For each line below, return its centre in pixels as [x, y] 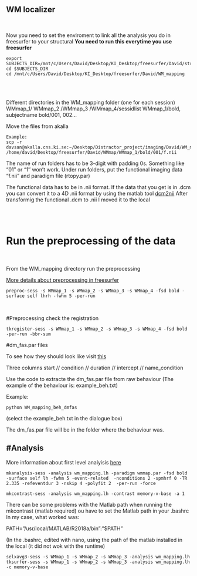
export [14, 58]
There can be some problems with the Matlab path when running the [89, 504]
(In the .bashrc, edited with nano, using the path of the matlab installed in [94, 540]
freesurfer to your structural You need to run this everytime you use [89, 41]
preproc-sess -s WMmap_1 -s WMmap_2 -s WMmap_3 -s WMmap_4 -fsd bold [93, 291]
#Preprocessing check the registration [52, 318]
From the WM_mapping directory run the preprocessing [73, 268]
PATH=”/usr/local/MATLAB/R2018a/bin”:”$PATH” [64, 528]
